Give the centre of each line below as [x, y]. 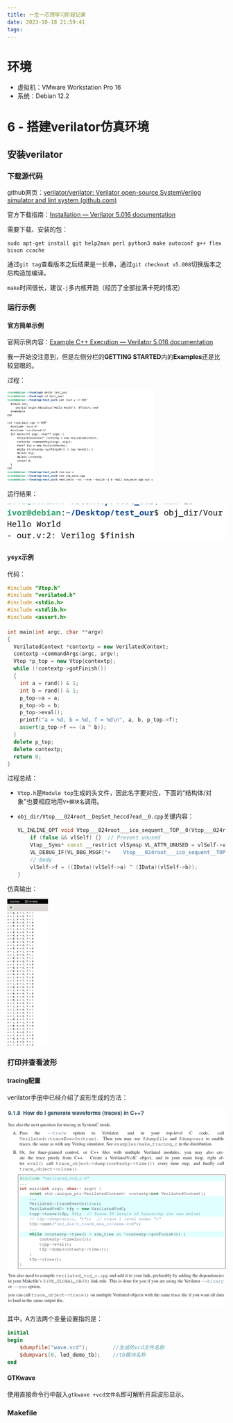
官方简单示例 [25, 325]
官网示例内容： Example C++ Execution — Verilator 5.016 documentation [110, 342]
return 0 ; [27, 757]
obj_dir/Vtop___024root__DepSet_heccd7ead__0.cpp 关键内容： [105, 817]
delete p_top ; [34, 742]
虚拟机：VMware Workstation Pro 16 [69, 88]
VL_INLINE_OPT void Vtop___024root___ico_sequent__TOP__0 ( [104, 830]
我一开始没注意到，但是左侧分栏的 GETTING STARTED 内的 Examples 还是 [111, 357]
